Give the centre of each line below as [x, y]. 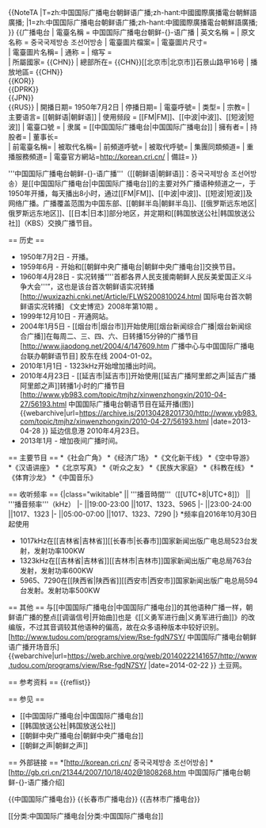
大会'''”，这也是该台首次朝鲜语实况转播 [90, 286]
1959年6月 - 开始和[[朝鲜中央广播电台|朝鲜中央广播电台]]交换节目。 [129, 266]
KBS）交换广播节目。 [62, 223]
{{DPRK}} [24, 89]
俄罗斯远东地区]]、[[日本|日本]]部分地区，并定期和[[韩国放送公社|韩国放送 [128, 213]
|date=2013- [231, 421]
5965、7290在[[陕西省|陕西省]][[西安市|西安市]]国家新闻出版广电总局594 [139, 581]
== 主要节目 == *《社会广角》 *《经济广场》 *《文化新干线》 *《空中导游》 [131, 458]
